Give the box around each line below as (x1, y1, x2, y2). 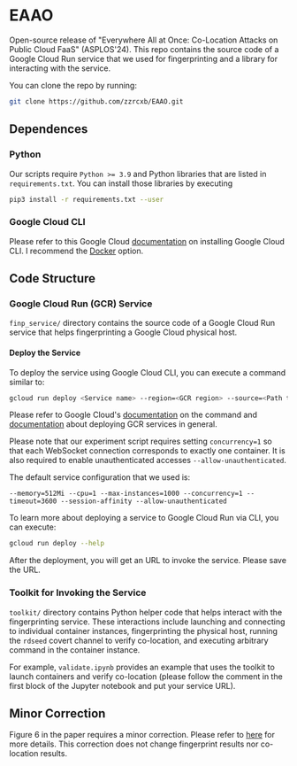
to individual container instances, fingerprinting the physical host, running (9, 625, 278, 636)
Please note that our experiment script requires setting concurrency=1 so (9, 436, 272, 447)
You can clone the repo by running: (9, 80, 137, 90)
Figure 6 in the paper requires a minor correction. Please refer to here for (9, 730, 276, 740)
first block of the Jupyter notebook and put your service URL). (9, 680, 236, 691)
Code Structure (9, 271, 95, 286)
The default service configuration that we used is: (9, 472, 191, 483)
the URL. (9, 564, 42, 576)
